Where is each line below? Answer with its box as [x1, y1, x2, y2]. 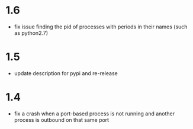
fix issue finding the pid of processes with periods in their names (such [14, 23, 188, 30]
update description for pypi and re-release [14, 69, 118, 77]
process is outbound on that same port [14, 116, 110, 123]
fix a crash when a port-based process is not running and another [14, 110, 175, 117]
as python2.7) [14, 29, 49, 36]
